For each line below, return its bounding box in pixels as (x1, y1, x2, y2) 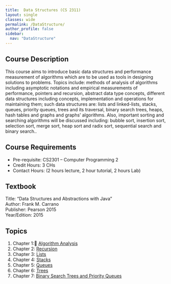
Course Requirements (5, 143, 77, 152)
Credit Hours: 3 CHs (12, 162, 56, 168)
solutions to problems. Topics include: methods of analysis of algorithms (5, 79, 158, 85)
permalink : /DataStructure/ (5, 21, 65, 27)
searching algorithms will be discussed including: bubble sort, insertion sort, (5, 117, 166, 123)
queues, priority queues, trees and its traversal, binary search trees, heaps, (5, 106, 163, 112)
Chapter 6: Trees (12, 268, 48, 274)
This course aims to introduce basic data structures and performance (5, 68, 152, 75)
